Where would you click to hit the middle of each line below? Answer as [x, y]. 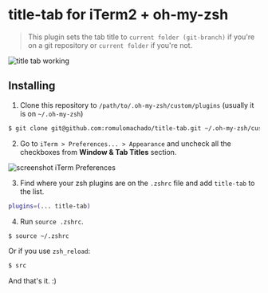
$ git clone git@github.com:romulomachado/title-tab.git [105, 128]
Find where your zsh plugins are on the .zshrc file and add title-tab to [137, 183]
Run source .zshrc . [51, 221]
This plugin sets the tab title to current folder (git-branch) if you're [141, 37]
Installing [32, 86]
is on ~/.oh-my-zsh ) [51, 113]
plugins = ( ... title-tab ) [49, 206]
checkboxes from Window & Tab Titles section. [98, 152]
